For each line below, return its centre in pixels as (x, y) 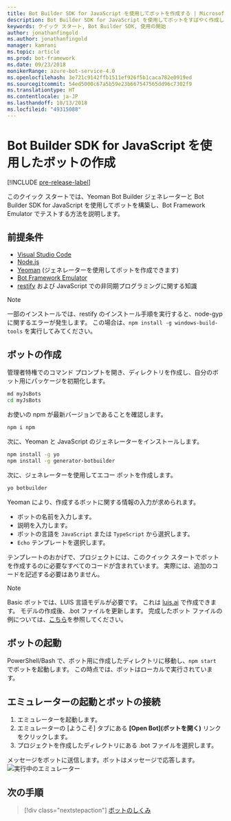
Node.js (28, 261)
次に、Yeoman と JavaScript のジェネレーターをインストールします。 (105, 441)
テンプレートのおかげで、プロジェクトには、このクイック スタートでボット (113, 557)
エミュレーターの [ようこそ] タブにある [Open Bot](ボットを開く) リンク (119, 728)
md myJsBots (24, 394)
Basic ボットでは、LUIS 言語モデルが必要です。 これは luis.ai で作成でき (109, 602)
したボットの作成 (68, 163)
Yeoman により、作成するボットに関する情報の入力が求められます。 (103, 502)
